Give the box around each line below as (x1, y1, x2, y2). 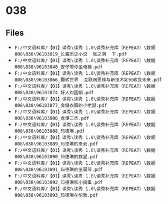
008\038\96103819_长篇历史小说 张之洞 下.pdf (14, 51, 127, 57)
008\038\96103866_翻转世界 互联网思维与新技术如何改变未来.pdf (14, 77, 162, 83)
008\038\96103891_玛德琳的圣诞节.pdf (14, 167, 103, 173)
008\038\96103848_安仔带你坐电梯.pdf (14, 64, 103, 70)
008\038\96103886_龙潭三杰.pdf (14, 115, 90, 121)
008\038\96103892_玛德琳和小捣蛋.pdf (14, 179, 103, 185)
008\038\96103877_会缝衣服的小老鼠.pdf (14, 103, 108, 109)
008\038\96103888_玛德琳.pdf (14, 128, 85, 134)
